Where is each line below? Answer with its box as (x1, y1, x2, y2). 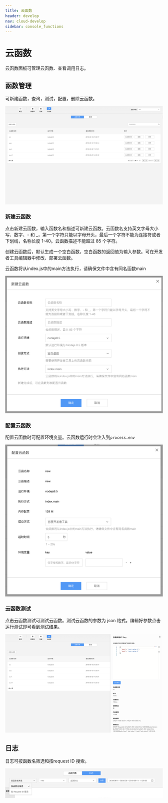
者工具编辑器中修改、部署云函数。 (5, 255, 75, 261)
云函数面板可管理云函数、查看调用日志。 (5, 65, 88, 71)
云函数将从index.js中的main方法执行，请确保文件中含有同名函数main (5, 265, 146, 272)
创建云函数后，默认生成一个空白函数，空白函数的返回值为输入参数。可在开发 (5, 248, 163, 255)
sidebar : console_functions (5, 24, 64, 29)
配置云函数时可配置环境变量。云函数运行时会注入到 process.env (5, 434, 135, 440)
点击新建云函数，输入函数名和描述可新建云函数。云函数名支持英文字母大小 (5, 225, 158, 231)
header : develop (5, 13, 39, 19)
